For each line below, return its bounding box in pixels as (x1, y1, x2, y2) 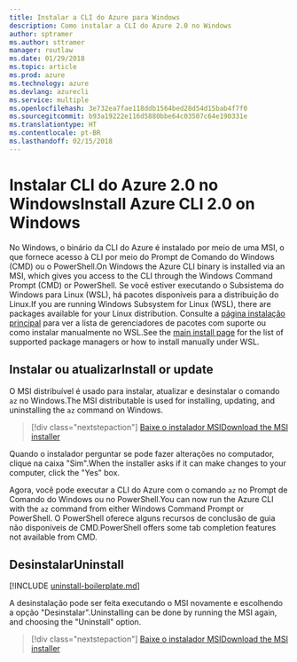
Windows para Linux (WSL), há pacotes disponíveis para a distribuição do (9, 289, 279, 300)
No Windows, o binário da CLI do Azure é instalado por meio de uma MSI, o (9, 241, 285, 253)
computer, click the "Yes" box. (9, 467, 121, 477)
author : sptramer (9, 29, 74, 38)
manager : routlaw (9, 46, 74, 55)
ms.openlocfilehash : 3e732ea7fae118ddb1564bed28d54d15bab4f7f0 (9, 104, 248, 113)
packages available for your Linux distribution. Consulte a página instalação (9, 308, 286, 319)
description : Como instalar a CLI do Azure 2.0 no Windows (9, 21, 232, 30)
